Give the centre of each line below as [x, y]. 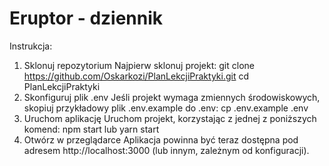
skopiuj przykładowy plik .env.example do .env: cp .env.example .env [166, 108]
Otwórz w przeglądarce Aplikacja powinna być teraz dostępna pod [161, 139]
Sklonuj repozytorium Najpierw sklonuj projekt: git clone [139, 65]
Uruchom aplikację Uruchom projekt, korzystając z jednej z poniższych [170, 118]
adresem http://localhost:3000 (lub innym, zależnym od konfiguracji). [166, 150]
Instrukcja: [31, 46]
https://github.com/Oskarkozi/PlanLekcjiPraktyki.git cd [136, 76]
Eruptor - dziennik [86, 18]
